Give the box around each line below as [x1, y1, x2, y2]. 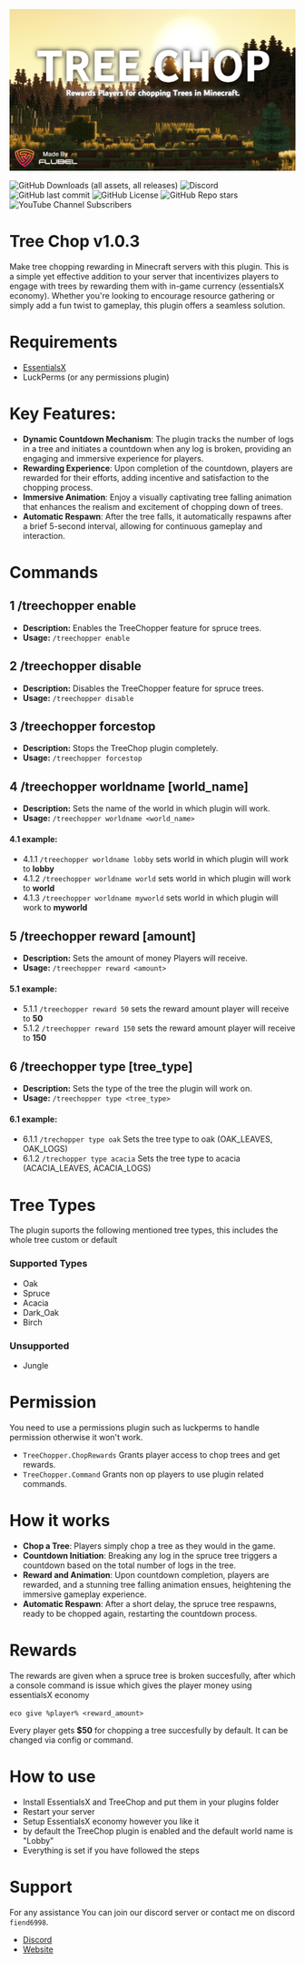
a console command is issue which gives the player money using [9, 1680, 252, 1691]
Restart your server [22, 1805, 95, 1816]
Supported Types [9, 1257, 88, 1270]
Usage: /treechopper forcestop [22, 752, 143, 764]
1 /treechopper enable [9, 598, 136, 614]
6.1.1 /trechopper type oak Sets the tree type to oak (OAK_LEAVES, [22, 1134, 273, 1144]
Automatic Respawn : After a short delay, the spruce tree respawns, [22, 1598, 277, 1609]
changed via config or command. [9, 1734, 133, 1745]
